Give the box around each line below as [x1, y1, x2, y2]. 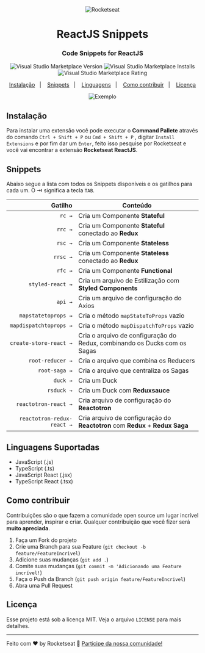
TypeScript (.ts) [15, 464, 55, 472]
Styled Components [78, 284, 138, 292]
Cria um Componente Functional [78, 267, 173, 275]
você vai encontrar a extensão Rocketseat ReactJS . [6, 146, 138, 154]
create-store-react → [10, 340, 73, 347]
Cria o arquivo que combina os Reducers [78, 356, 195, 365]
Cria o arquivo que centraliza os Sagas [78, 366, 189, 375]
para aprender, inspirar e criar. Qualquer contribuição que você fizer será [6, 518, 190, 525]
